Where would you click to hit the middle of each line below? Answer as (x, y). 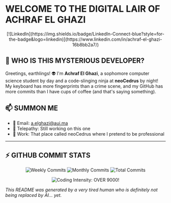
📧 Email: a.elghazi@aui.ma (40, 123)
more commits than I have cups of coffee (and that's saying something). (81, 91)
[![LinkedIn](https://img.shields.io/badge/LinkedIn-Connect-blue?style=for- (85, 34)
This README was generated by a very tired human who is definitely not (81, 190)
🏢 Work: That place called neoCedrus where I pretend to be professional (88, 134)
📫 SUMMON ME (32, 108)
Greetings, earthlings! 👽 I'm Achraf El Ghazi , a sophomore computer (77, 73)
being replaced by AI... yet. (34, 195)
